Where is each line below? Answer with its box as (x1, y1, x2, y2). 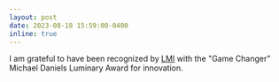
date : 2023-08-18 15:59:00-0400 (9, 21, 128, 30)
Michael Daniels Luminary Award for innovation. (9, 63, 183, 73)
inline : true (9, 29, 58, 38)
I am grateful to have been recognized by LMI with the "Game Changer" (9, 54, 271, 64)
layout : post (9, 12, 58, 22)
